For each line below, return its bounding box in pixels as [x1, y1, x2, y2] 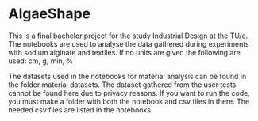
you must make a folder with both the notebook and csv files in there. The [8, 96, 250, 106]
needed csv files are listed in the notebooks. [8, 104, 153, 115]
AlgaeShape [8, 5, 91, 23]
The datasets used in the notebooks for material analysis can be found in [8, 71, 247, 81]
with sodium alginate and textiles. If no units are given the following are [8, 47, 241, 57]
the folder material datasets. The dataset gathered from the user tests [8, 80, 237, 89]
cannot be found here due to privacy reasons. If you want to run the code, [8, 88, 250, 97]
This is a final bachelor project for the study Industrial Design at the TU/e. [8, 31, 248, 40]
